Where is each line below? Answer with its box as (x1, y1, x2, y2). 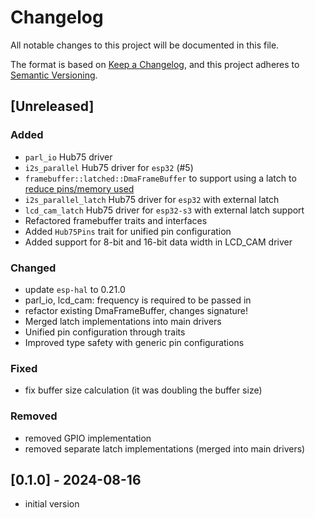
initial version (24, 498, 80, 510)
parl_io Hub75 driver (24, 151, 113, 163)
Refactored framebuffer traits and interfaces (24, 214, 208, 226)
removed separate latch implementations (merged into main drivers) (24, 442, 306, 455)
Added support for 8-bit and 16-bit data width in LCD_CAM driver (24, 236, 293, 248)
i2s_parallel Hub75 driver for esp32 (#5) (24, 161, 194, 173)
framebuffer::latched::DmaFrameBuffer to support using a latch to (24, 172, 297, 184)
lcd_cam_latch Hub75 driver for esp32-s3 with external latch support (24, 204, 305, 216)
